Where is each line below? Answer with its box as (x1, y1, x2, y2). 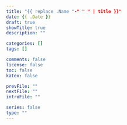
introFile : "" (6, 94, 41, 100)
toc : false (6, 67, 33, 73)
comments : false (6, 56, 46, 62)
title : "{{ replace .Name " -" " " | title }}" (6, 8, 122, 15)
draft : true (6, 19, 35, 25)
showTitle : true (6, 24, 46, 31)
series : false (6, 105, 41, 110)
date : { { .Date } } (6, 14, 51, 20)
